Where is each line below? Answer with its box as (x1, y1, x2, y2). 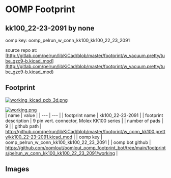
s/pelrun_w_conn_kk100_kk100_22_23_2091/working (5, 150, 116, 156)
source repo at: (5, 47, 37, 53)
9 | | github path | (5, 123, 42, 129)
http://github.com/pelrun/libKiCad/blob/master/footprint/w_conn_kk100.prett (5, 128, 165, 134)
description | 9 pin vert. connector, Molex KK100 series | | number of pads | (5, 117, 163, 124)
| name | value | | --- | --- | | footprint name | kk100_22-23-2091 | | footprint (5, 112, 163, 118)
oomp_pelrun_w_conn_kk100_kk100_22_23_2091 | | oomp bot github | (5, 139, 151, 145)
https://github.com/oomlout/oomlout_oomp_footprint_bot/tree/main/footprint (5, 144, 166, 151)
